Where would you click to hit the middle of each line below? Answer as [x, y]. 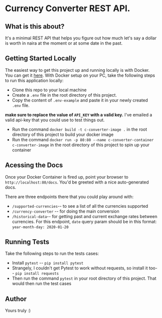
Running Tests [27, 242]
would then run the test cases [42, 284]
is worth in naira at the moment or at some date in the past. [64, 43]
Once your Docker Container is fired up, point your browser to [67, 177]
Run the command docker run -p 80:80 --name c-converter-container [83, 139]
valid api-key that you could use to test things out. [55, 120]
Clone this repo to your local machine [49, 90]
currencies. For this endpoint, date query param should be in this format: [84, 221]
